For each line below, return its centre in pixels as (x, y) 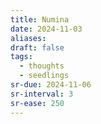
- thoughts (42, 66)
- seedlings (44, 76)
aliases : (28, 38)
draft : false (37, 47)
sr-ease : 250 (37, 103)
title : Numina (40, 19)
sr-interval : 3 (42, 94)
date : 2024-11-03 (46, 29)
